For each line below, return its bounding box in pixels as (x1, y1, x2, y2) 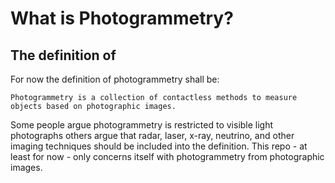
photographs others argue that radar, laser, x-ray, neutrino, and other (10, 130, 295, 141)
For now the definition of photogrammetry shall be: (10, 73, 220, 85)
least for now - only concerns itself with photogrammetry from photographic (10, 151, 325, 162)
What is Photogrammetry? (10, 7, 234, 30)
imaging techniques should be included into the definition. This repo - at (10, 140, 308, 152)
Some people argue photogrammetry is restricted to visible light (10, 119, 274, 131)
